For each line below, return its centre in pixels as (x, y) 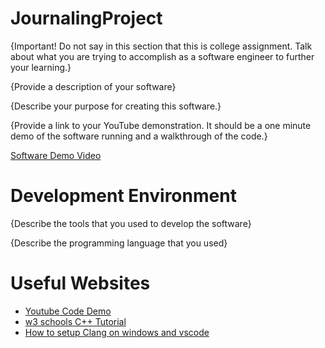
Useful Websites (80, 283)
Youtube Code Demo (68, 311)
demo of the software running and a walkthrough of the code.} (139, 136)
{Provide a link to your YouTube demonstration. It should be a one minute (161, 125)
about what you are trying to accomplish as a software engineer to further (162, 56)
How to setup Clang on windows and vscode (117, 332)
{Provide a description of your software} (93, 86)
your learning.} (41, 67)
